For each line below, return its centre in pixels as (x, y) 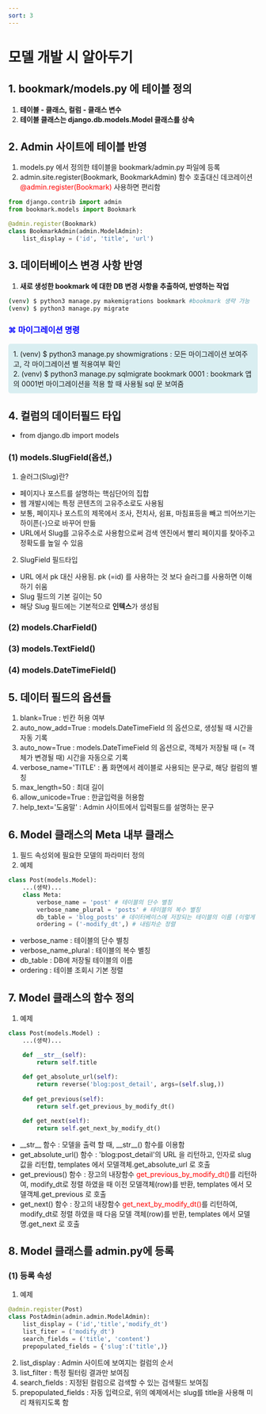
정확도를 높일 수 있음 (51, 542)
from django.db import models (69, 435)
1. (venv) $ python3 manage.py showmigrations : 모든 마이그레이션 (120, 354)
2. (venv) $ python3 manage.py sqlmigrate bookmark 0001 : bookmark (128, 374)
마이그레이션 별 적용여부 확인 (76, 364)
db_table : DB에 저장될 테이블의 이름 (76, 960)
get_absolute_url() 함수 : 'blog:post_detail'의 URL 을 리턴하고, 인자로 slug (135, 1154)
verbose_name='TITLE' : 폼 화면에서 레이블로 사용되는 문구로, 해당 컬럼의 (134, 768)
